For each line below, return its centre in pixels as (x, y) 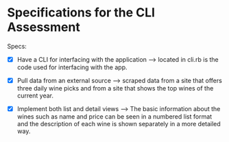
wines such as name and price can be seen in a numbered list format (114, 117)
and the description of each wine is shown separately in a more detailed (119, 124)
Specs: (17, 46)
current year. (35, 96)
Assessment (44, 27)
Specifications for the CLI (81, 13)
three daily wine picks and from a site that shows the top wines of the (115, 88)
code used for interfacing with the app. (72, 67)
